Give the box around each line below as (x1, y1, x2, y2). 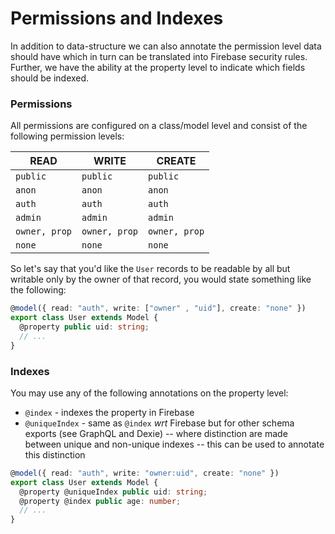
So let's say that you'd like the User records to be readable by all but (10, 263, 291, 275)
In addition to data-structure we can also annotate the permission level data (10, 40, 322, 52)
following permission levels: (10, 130, 125, 142)
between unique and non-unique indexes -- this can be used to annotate (24, 438, 325, 450)
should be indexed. (10, 72, 90, 84)
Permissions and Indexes (10, 7, 224, 30)
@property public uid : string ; (19, 322, 150, 332)
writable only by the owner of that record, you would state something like (10, 273, 312, 286)
